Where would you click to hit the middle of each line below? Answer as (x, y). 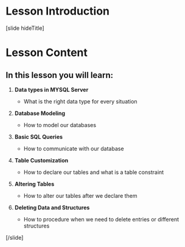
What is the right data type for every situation (80, 101)
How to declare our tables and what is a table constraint (94, 172)
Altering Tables (34, 184)
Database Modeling (40, 113)
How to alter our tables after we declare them (80, 195)
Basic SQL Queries (39, 137)
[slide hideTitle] (25, 28)
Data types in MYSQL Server (51, 89)
